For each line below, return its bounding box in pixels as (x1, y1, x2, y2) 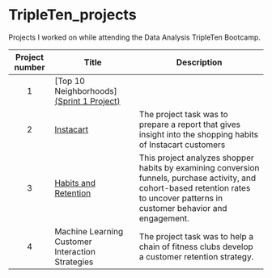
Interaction (54, 246, 96, 257)
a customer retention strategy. (138, 251, 254, 262)
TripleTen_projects (8, 6, 137, 24)
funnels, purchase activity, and (138, 172, 257, 183)
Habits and (54, 177, 96, 188)
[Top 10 (54, 75, 85, 86)
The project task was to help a (138, 230, 253, 242)
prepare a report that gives (138, 119, 241, 130)
